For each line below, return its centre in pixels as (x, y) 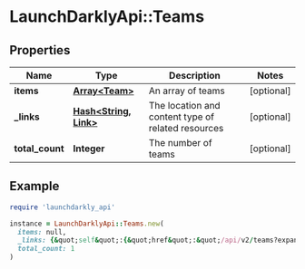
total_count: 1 (46, 249)
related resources (186, 128)
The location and (184, 106)
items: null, (42, 232)
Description (195, 76)
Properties (40, 50)
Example (34, 186)
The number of (180, 143)
